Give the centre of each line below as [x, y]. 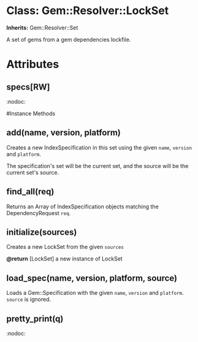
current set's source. [33, 172]
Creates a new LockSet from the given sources [65, 247]
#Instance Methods [31, 113]
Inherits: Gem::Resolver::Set [42, 28]
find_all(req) [30, 192]
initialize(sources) [42, 232]
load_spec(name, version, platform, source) [92, 278]
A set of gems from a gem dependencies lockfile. [69, 39]
